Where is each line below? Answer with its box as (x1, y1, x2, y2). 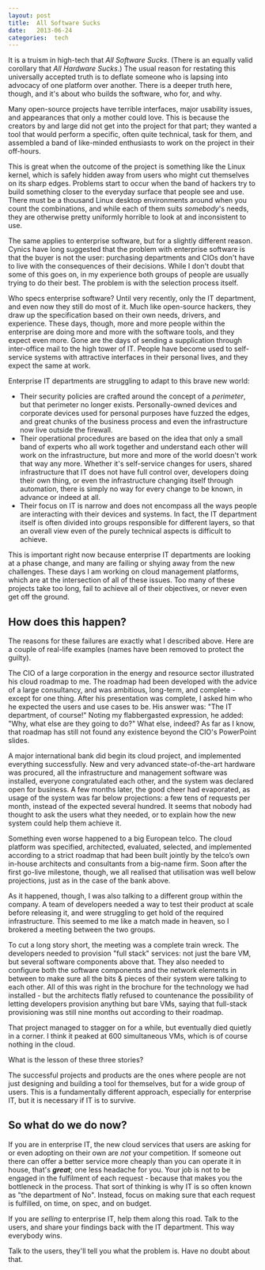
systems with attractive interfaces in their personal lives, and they (34, 353, 248, 362)
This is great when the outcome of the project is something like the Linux (8, 162, 246, 171)
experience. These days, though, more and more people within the (8, 318, 225, 329)
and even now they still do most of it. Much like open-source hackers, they (8, 302, 252, 311)
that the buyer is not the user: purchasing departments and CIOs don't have (8, 253, 255, 262)
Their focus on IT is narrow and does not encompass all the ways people (19, 501, 257, 511)
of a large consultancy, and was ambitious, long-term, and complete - (8, 685, 236, 695)
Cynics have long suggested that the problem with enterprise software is (8, 245, 245, 254)
